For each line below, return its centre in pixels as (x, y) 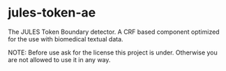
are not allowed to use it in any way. (59, 59)
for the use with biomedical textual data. (66, 39)
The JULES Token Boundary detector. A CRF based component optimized (114, 32)
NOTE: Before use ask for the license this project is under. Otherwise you (113, 52)
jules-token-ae (52, 13)
